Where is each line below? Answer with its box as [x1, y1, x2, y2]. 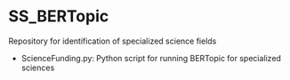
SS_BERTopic [8, 6, 109, 27]
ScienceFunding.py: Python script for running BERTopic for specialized [20, 52, 282, 63]
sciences [20, 62, 55, 73]
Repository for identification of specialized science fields [8, 36, 217, 46]
